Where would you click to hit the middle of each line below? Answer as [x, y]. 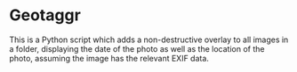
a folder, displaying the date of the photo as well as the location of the [137, 48]
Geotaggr [45, 15]
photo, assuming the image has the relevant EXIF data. [109, 58]
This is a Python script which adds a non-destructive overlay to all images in [149, 40]
